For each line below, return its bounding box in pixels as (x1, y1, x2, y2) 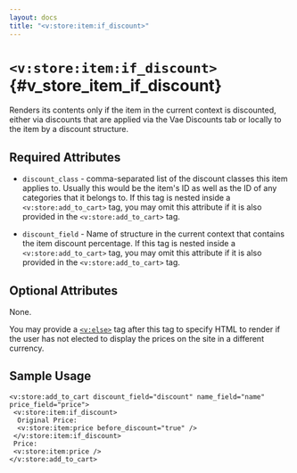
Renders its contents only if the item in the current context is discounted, (9, 104, 276, 116)
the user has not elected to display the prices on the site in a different (9, 334, 265, 344)
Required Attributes (9, 149, 121, 165)
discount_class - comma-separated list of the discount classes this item (21, 173, 288, 184)
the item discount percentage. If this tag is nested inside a (21, 238, 236, 249)
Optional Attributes (9, 283, 119, 298)
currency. (9, 343, 45, 353)
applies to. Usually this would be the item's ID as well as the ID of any (21, 183, 277, 194)
